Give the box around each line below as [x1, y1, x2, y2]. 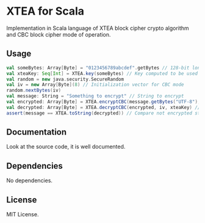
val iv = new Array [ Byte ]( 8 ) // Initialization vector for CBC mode [6, 82, 184, 88]
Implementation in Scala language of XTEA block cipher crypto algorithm [6, 24, 189, 32]
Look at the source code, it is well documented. [6, 143, 126, 150]
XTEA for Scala [6, 4, 84, 18]
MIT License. [6, 211, 39, 218]
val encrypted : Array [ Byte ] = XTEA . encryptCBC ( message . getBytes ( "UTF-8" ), [6, 99, 201, 105]
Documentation [6, 127, 67, 138]
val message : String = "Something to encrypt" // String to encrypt [6, 93, 184, 99]
